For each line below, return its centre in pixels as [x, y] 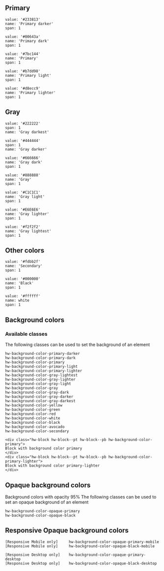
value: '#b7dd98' [23, 71]
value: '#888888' [23, 175]
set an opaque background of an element [47, 502]
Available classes [26, 334]
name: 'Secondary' [24, 266]
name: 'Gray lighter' [27, 214]
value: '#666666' [23, 158]
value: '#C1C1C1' [23, 192]
